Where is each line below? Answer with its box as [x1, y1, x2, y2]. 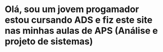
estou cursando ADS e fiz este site [5, 14, 153, 26]
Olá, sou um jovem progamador [5, 4, 139, 15]
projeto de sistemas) [5, 36, 93, 47]
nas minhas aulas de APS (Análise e [5, 25, 158, 36]
